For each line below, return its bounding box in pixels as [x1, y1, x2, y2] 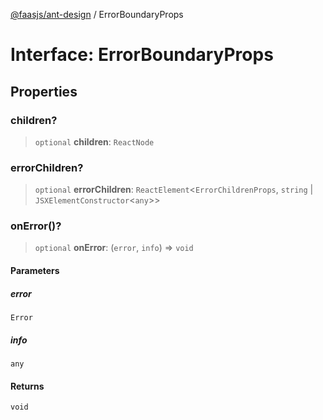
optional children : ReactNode [34, 135, 155, 148]
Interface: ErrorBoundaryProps [10, 44, 274, 66]
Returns [10, 380, 45, 392]
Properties [10, 83, 78, 100]
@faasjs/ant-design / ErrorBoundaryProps [10, 9, 184, 20]
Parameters [10, 265, 60, 277]
